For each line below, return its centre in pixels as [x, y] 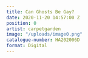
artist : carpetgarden [34, 29]
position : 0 [21, 23]
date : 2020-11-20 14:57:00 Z [43, 18]
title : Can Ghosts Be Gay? [40, 12]
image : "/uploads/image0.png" [45, 34]
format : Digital [27, 46]
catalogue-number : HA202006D [43, 40]
